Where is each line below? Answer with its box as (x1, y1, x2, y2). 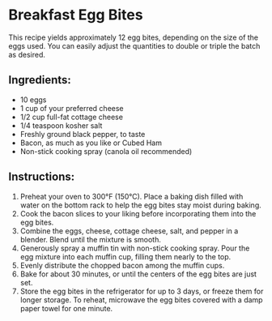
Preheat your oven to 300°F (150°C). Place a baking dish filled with (19, 191, 244, 201)
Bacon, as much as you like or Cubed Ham (19, 138, 162, 148)
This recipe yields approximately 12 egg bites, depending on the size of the (8, 32, 259, 42)
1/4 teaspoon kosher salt (19, 120, 103, 131)
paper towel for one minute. (19, 303, 113, 313)
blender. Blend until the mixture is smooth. (19, 234, 162, 244)
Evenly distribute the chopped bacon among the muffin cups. (19, 260, 225, 270)
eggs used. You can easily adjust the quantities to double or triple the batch (8, 41, 261, 50)
